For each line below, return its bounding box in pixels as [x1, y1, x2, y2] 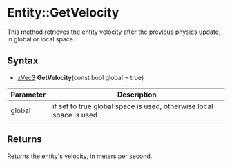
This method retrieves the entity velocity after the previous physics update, [7, 28, 221, 36]
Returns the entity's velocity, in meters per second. [7, 152, 153, 160]
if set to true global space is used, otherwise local [52, 101, 213, 111]
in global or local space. [7, 35, 75, 43]
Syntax [7, 55, 39, 67]
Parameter [10, 90, 46, 99]
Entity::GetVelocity [7, 5, 119, 21]
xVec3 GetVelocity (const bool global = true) [17, 73, 144, 81]
